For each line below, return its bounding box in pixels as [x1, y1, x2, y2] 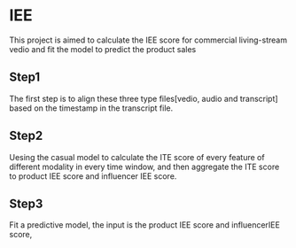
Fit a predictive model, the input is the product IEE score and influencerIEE [9, 220, 281, 230]
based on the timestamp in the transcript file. [9, 103, 174, 113]
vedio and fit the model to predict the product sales [9, 43, 197, 54]
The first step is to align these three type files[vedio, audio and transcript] [9, 93, 278, 104]
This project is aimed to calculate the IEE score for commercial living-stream [9, 35, 288, 45]
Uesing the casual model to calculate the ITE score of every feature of [9, 151, 265, 162]
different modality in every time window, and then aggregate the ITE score [9, 161, 280, 172]
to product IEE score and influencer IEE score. [9, 170, 177, 182]
